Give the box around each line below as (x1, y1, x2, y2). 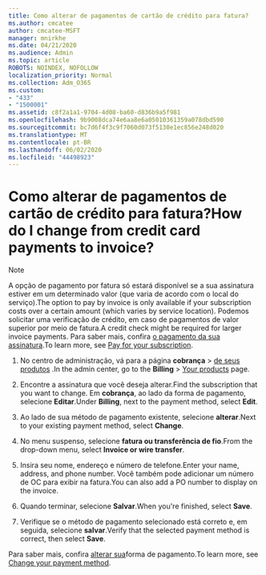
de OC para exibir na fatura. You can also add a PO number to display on (19, 477, 258, 487)
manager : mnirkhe (8, 34, 66, 42)
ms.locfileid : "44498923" (8, 153, 95, 161)
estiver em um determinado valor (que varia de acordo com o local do (8, 289, 239, 299)
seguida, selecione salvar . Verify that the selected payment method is (19, 525, 250, 535)
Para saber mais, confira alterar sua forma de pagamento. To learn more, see (8, 549, 259, 559)
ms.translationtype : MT (8, 131, 88, 139)
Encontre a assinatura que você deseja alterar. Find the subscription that (19, 380, 258, 389)
